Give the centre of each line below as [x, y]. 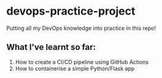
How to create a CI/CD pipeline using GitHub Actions [82, 62]
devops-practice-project [71, 11]
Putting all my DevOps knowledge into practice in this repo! [81, 28]
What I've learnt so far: [51, 47]
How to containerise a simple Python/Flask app [75, 68]
